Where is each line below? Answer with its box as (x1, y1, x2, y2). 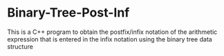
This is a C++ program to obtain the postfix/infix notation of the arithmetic (7, 28, 218, 36)
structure (7, 42, 33, 50)
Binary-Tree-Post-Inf (7, 5, 130, 21)
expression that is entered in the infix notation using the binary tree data (7, 35, 212, 43)
